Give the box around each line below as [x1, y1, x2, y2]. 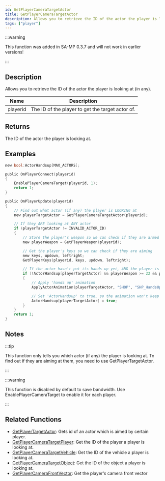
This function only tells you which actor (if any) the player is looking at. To [5, 352, 155, 359]
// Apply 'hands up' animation [31, 281, 96, 285]
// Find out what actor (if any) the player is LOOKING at [14, 208, 137, 213]
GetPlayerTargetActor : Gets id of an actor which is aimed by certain [12, 428, 149, 434]
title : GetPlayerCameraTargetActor [5, 12, 78, 17]
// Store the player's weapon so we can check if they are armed [23, 235, 160, 240]
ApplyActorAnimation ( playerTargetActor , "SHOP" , [31, 284, 133, 290]
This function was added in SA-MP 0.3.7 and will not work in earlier [5, 44, 141, 50]
